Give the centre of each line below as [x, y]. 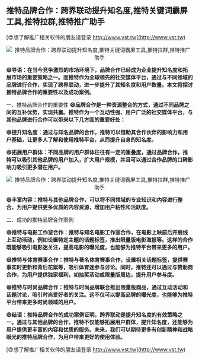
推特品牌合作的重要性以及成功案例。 [50, 92]
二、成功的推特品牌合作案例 [40, 220]
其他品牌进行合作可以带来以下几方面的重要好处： [66, 119]
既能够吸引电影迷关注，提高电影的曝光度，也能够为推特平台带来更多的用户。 [99, 247]
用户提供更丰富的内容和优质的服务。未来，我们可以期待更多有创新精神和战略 [99, 329]
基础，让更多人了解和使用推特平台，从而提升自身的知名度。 [84, 139]
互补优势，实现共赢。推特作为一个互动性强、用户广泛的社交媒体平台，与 [105, 112]
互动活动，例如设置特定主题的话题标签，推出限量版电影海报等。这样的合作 [102, 240]
